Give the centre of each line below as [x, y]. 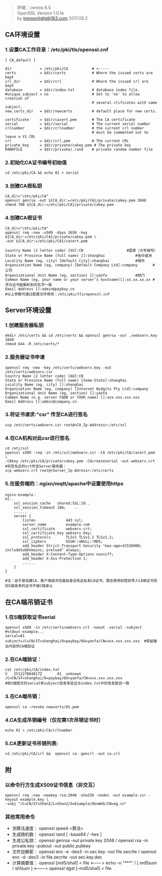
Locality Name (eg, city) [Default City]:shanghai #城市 [75, 261]
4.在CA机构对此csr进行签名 [37, 438]
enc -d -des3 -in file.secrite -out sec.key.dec [57, 857]
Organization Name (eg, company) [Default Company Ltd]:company [71, 265]
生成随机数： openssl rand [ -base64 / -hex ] [57, 834]
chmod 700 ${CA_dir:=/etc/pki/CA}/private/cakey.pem [59, 205]
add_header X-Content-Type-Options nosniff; [68, 555]
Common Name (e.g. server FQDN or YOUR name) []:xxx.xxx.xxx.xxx [72, 397]
